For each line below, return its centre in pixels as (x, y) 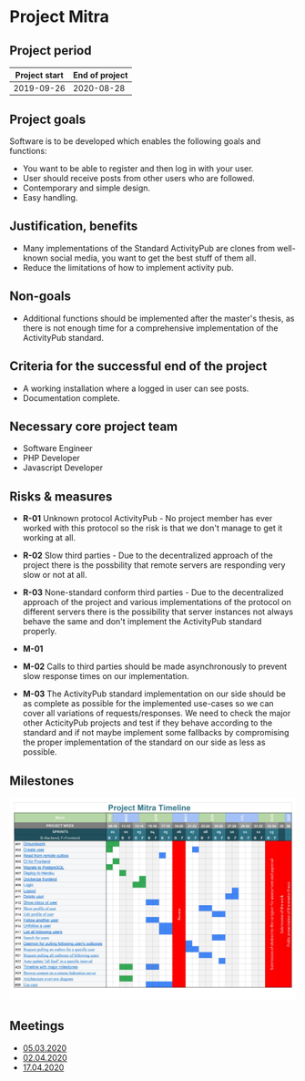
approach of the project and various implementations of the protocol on (157, 602)
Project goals (48, 119)
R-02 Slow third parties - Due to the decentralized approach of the (147, 556)
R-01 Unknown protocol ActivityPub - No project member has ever (147, 519)
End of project (100, 75)
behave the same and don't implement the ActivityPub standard (142, 622)
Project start (39, 75)
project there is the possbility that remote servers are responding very (154, 565)
